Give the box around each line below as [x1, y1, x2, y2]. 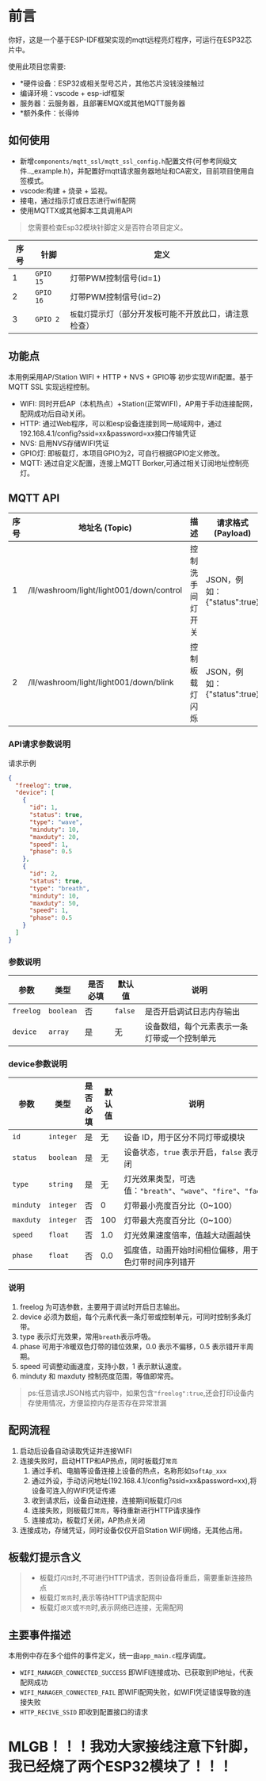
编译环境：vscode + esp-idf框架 [19, 88, 125, 97]
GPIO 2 [35, 315, 60, 323]
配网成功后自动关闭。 [19, 409, 89, 418]
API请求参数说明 [8, 738, 71, 749]
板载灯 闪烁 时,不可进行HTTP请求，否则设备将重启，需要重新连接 [39, 1573, 245, 1583]
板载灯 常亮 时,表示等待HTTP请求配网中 [39, 1593, 162, 1603]
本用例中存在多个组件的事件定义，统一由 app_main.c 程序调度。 [8, 1651, 211, 1661]
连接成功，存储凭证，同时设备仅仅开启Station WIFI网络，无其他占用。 [19, 1525, 247, 1535]
